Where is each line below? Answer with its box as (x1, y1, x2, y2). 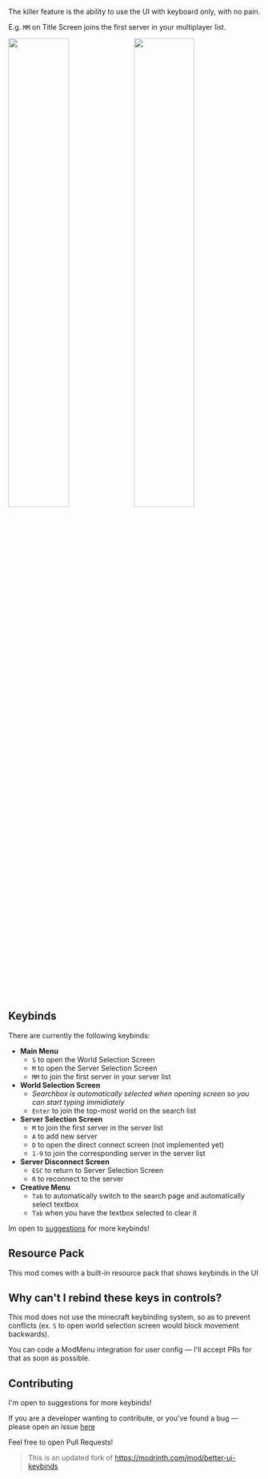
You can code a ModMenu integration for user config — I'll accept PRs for (8, 1345, 252, 1355)
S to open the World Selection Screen (31, 1054, 155, 1064)
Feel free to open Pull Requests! (8, 1437, 114, 1447)
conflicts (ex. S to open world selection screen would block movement (8, 1321, 239, 1331)
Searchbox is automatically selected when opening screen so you (31, 1089, 250, 1098)
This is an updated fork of (27, 1453, 114, 1463)
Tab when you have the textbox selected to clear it (31, 1207, 198, 1217)
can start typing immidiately (31, 1097, 126, 1106)
